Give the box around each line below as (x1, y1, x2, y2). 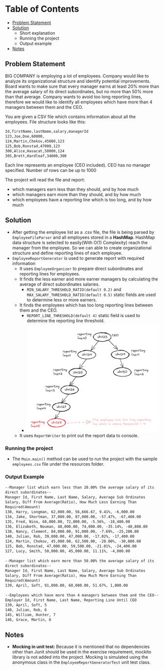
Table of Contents (5, 3, 79, 15)
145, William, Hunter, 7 (5, 613, 56, 618)
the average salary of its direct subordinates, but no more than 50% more (5, 88, 153, 94)
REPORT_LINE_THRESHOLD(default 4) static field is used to (26, 312, 141, 318)
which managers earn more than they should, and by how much (12, 191, 141, 197)
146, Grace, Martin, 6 (5, 618, 51, 622)
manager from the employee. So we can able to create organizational (12, 245, 152, 250)
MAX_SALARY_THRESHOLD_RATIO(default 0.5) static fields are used (26, 292, 156, 298)
